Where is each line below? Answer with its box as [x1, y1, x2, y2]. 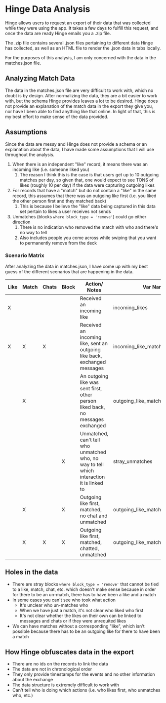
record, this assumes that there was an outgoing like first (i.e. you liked [12, 193, 157, 199]
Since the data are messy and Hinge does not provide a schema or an [5, 141, 147, 147]
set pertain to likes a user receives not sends [19, 208, 111, 214]
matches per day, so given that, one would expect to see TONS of [19, 177, 154, 183]
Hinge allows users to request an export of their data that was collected [5, 20, 151, 26]
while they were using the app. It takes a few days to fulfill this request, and [5, 25, 159, 31]
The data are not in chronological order [12, 666, 92, 672]
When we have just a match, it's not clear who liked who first [19, 607, 144, 613]
